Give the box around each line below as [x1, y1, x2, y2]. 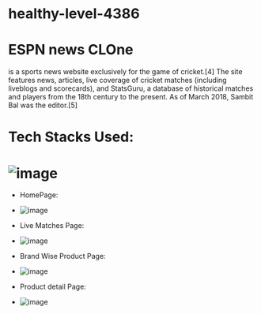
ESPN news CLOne [8, 41, 134, 59]
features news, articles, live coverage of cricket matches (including [8, 76, 227, 85]
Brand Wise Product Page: [19, 252, 106, 261]
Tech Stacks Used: [8, 128, 134, 146]
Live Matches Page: [19, 221, 85, 230]
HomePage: [19, 190, 59, 200]
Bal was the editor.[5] [8, 100, 78, 110]
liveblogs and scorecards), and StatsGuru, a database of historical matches [8, 84, 254, 93]
